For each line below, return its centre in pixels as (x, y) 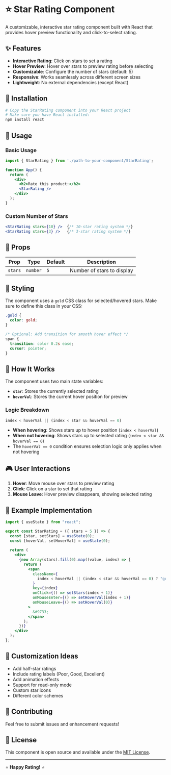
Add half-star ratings (34, 668)
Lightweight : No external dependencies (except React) (70, 82)
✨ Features (23, 48)
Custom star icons (32, 690)
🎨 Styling (20, 289)
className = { (45, 574)
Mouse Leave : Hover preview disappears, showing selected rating (82, 494)
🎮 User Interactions (38, 469)
